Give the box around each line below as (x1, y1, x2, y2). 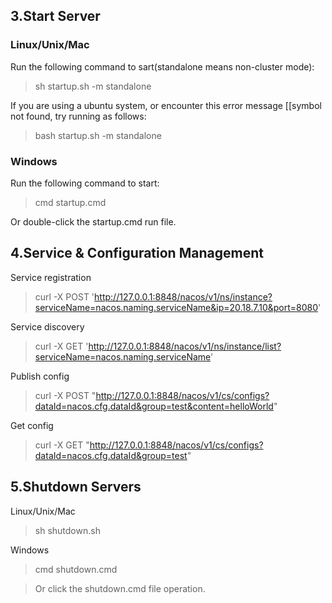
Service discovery (10, 320, 85, 333)
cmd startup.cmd (34, 196, 107, 208)
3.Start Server (10, 8, 101, 25)
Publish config (10, 370, 70, 382)
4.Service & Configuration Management (10, 245, 264, 262)
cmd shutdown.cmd (34, 563, 118, 575)
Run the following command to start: (10, 177, 160, 189)
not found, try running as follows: (10, 110, 147, 122)
